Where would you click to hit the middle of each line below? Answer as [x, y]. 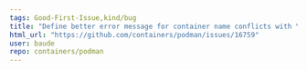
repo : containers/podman [57, 52]
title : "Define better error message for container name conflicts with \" [157, 26]
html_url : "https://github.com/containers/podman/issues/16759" [134, 35]
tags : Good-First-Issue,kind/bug [73, 18]
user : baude [32, 43]
